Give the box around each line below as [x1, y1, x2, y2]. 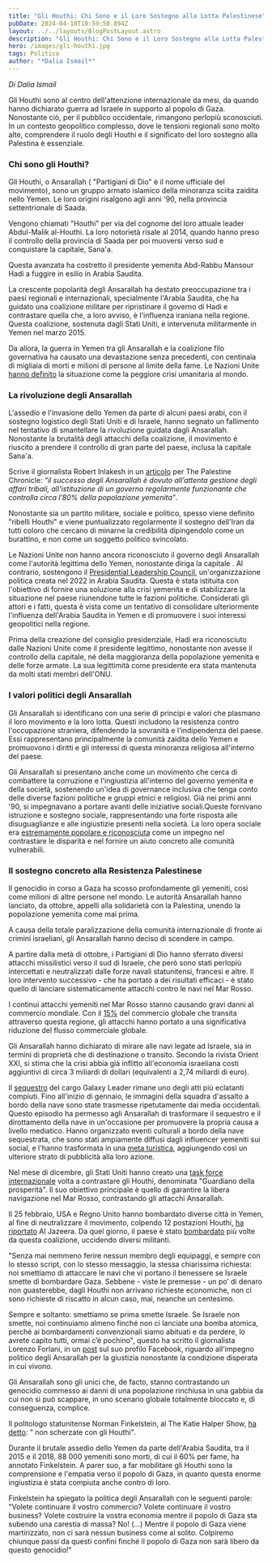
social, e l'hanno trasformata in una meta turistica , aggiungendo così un [8, 1143, 248, 1153]
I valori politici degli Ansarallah [8, 689, 132, 701]
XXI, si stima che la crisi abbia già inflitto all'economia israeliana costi [8, 1059, 239, 1069]
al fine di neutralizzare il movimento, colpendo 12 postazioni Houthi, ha [8, 1218, 244, 1228]
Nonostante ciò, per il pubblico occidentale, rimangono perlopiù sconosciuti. [8, 112, 264, 122]
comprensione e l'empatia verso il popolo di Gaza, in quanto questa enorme [8, 1469, 261, 1479]
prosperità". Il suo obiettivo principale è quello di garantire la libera [8, 1185, 230, 1194]
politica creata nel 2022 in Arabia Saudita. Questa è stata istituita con [8, 576, 239, 585]
